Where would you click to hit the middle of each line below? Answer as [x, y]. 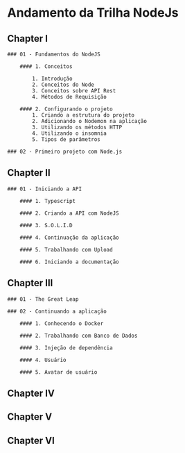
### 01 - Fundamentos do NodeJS [54, 54]
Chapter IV [31, 394]
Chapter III [30, 283]
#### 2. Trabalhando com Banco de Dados [79, 336]
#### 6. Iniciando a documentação [69, 262]
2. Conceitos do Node [63, 85]
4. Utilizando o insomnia [70, 133]
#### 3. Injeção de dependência [66, 348]
